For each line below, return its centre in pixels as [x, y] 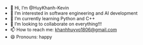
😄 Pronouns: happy [31, 37]
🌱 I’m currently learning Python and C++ [53, 18]
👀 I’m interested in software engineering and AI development [74, 13]
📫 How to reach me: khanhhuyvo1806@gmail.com [64, 30]
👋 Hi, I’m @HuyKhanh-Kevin [39, 8]
